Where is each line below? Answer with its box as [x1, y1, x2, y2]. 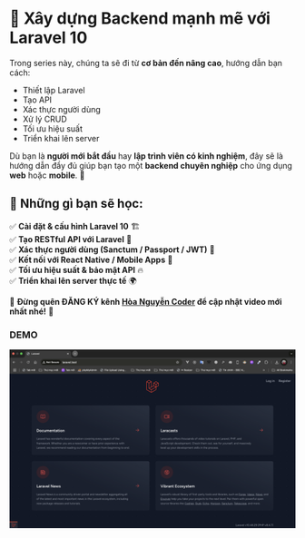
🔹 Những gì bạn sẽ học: [9, 196, 143, 211]
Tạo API [22, 94, 53, 105]
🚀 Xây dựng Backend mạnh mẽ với [9, 8, 271, 29]
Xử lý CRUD [22, 113, 67, 124]
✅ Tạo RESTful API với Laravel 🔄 [9, 233, 133, 244]
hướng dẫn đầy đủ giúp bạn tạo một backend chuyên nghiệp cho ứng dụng [9, 160, 293, 171]
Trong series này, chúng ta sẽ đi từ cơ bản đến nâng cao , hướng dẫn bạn [9, 57, 283, 68]
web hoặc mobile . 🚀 [9, 170, 85, 181]
